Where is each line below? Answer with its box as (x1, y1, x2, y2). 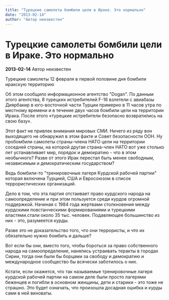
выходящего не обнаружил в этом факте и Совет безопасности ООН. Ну (5, 133, 163, 139)
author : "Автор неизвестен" (5, 17, 65, 22)
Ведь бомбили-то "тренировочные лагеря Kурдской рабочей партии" (5, 170, 157, 176)
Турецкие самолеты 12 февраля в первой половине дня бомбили (5, 76, 147, 82)
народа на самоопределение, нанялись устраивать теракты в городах (5, 248, 158, 254)
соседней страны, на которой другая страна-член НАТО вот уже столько (5, 144, 164, 150)
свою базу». (5, 118, 32, 124)
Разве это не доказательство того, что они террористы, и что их (5, 228, 145, 234)
